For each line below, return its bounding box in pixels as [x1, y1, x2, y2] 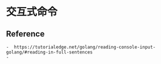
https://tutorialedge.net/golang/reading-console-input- [13, 44, 156, 50]
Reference [6, 29, 45, 38]
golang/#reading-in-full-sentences [6, 49, 93, 55]
